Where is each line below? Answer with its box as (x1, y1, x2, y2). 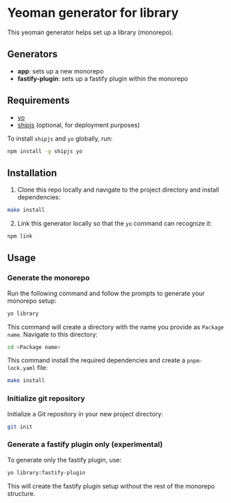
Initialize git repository (7, 394, 85, 404)
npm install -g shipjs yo (7, 148, 82, 155)
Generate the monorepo (7, 273, 90, 283)
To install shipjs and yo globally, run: (7, 134, 113, 143)
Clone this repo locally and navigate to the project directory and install (17, 185, 220, 194)
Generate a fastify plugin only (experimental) (7, 439, 163, 449)
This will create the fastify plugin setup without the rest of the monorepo (7, 481, 215, 490)
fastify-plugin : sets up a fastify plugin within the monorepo (17, 74, 188, 83)
